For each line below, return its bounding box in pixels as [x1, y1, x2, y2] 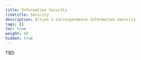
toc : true [5, 26, 27, 32]
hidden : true [5, 36, 33, 41]
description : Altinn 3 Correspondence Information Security [5, 17, 136, 22]
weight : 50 [5, 31, 29, 36]
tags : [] [5, 21, 24, 27]
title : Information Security [5, 7, 67, 13]
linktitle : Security [5, 12, 50, 17]
